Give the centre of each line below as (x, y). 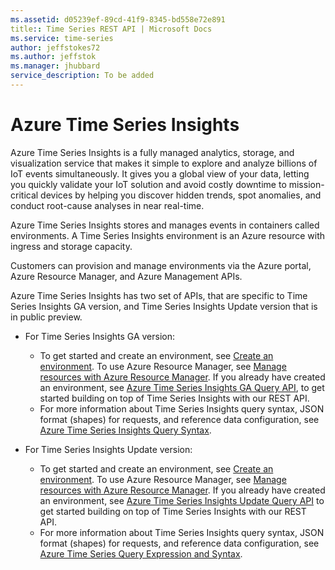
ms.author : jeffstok (53, 57)
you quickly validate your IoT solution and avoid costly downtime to (148, 184)
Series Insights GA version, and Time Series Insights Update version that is (164, 306)
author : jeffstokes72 (55, 47)
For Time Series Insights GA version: (100, 336)
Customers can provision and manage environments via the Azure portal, (161, 265)
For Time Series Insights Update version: (108, 449)
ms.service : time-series (62, 38)
